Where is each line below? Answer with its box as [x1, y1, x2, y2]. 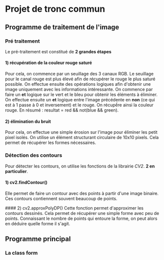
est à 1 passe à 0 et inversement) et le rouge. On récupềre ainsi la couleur [5, 102, 154, 108]
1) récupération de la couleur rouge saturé [5, 60, 92, 66]
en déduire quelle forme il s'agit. [5, 220, 70, 226]
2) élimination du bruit [5, 118, 51, 124]
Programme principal [5, 235, 71, 243]
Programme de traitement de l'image [5, 23, 119, 31]
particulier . [5, 168, 28, 174]
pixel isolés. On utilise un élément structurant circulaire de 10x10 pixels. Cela [5, 135, 159, 141]
